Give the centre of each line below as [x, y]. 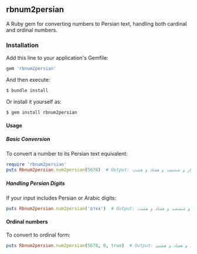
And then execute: [28, 80]
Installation [23, 45]
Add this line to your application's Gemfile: [57, 58]
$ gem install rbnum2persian [42, 112]
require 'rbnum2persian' [36, 164]
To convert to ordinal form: [38, 235]
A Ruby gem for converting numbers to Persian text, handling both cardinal [96, 23]
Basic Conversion [28, 139]
